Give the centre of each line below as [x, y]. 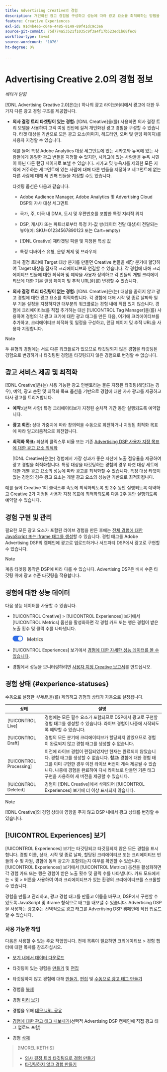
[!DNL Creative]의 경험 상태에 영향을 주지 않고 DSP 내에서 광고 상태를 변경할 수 [82, 812]
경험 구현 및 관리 [29, 517]
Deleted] [16, 790]
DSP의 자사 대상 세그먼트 [44, 203]
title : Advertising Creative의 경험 [42, 10]
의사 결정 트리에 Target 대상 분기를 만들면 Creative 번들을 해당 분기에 [80, 262]
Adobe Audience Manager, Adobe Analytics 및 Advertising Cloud [86, 197]
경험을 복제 [23, 989]
